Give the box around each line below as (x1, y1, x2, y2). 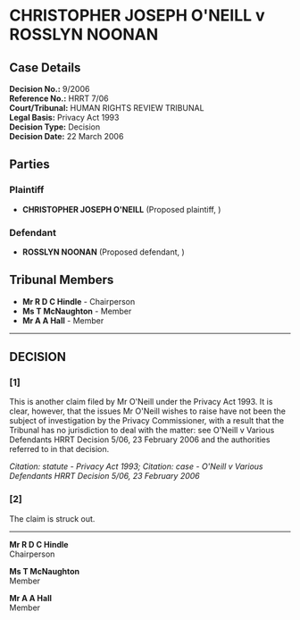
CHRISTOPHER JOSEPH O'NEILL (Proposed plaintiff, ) (21, 204, 221, 214)
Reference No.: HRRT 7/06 (9, 93, 109, 104)
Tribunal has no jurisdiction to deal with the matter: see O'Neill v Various (9, 425, 275, 436)
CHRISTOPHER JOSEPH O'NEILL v (9, 5, 265, 26)
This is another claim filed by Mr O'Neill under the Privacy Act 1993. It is (9, 397, 273, 407)
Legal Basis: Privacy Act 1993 (9, 113, 120, 122)
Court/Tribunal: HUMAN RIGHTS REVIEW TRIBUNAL (9, 103, 204, 113)
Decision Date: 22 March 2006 (9, 131, 124, 141)
